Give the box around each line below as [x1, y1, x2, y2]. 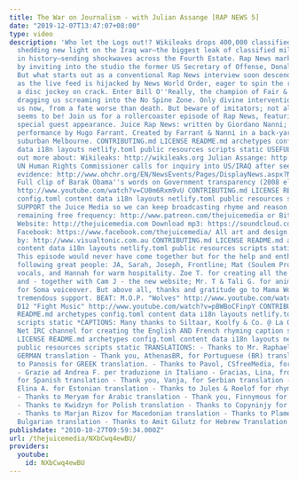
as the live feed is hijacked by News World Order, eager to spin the [17, 79, 284, 88]
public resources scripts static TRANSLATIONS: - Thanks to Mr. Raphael [17, 343, 292, 351]
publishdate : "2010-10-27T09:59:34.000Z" [9, 425, 165, 435]
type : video [9, 29, 53, 38]
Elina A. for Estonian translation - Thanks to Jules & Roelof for [17, 384, 272, 393]
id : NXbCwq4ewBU [25, 459, 86, 468]
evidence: [17, 170, 53, 178]
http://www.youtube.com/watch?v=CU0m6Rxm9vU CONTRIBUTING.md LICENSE [17, 186, 279, 195]
